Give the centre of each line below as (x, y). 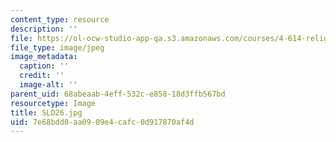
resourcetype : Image (53, 103)
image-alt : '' (48, 85)
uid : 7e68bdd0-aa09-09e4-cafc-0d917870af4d (102, 122)
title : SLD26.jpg (46, 112)
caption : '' (44, 66)
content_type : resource (60, 19)
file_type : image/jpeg (57, 47)
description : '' (44, 29)
